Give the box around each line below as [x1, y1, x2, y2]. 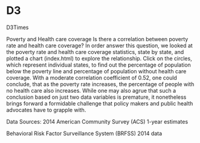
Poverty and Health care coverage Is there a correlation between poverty [6, 35, 189, 42]
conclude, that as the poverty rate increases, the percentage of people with [6, 80, 195, 88]
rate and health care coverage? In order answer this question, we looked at [6, 42, 193, 49]
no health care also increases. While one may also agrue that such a [6, 87, 176, 94]
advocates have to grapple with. [6, 106, 86, 113]
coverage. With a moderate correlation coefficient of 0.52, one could [6, 74, 177, 81]
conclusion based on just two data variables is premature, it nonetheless [6, 93, 187, 101]
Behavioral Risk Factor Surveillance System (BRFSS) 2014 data [6, 130, 163, 137]
